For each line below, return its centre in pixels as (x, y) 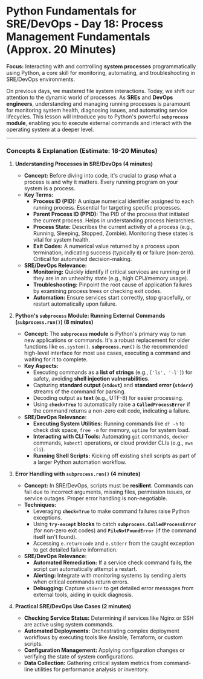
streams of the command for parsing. (79, 391)
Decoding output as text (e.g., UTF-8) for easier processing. (108, 398)
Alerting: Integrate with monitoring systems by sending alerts (110, 576)
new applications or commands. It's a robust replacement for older (107, 340)
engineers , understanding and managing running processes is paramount (98, 103)
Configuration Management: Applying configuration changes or (105, 650)
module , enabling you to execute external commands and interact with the (99, 123)
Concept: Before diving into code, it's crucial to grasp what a (100, 176)
